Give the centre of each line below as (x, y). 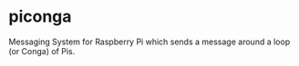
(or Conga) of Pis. (42, 51)
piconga (40, 17)
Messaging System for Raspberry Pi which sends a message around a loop (149, 42)
